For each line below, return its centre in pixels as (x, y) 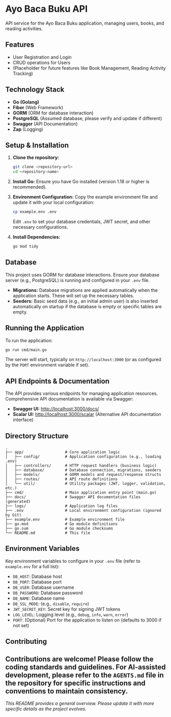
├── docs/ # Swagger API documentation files (73, 497)
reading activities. (24, 28)
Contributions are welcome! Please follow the (79, 659)
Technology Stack (35, 89)
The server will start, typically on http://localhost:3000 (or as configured (83, 360)
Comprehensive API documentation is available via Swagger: (69, 399)
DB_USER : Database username (43, 587)
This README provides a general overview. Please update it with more (80, 704)
